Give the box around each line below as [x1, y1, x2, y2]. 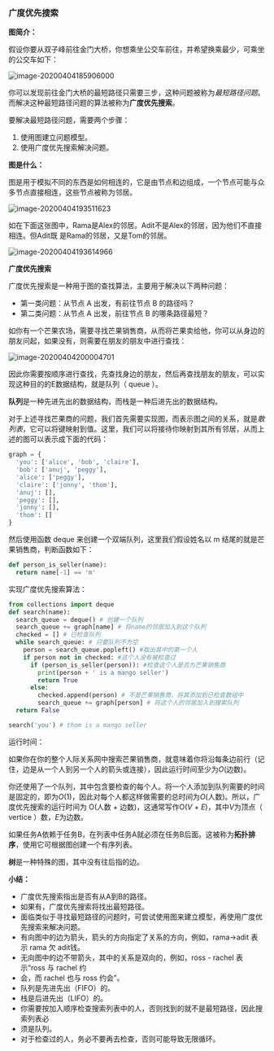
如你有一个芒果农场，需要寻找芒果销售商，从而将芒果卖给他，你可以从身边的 [8, 326, 265, 335]
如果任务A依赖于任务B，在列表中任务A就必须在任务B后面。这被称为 [8, 829, 234, 839]
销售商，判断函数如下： [15, 545, 94, 554]
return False [15, 707, 60, 715]
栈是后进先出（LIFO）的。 [20, 993, 108, 1003]
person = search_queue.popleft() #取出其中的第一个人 [23, 646, 198, 655]
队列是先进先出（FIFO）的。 [20, 983, 115, 992]
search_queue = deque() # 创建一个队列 [15, 615, 144, 624]
